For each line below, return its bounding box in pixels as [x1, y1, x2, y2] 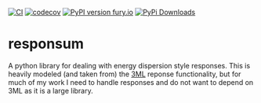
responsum [8, 35, 84, 53]
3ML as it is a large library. [8, 86, 93, 95]
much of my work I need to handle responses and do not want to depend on [8, 77, 254, 86]
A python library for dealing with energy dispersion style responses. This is [8, 61, 251, 70]
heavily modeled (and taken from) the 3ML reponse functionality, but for [8, 69, 241, 79]
